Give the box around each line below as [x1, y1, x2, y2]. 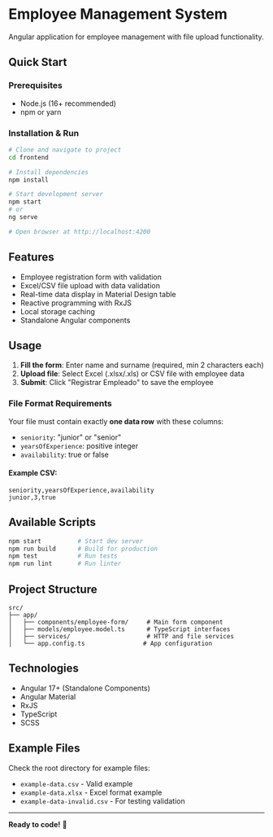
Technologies [8, 661, 80, 676]
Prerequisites [8, 80, 63, 91]
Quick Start [8, 55, 67, 69]
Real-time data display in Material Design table [19, 289, 176, 299]
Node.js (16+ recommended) [19, 99, 116, 108]
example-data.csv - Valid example [19, 778, 133, 788]
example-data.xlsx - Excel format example [19, 787, 162, 797]
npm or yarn [19, 107, 62, 116]
